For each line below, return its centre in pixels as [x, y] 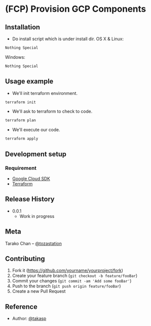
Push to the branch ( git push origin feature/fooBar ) [66, 286]
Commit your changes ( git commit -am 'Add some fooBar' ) [72, 281]
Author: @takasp [29, 319]
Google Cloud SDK [31, 178]
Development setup [36, 154]
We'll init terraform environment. [45, 93]
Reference [21, 307]
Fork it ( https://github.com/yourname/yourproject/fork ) [68, 271]
